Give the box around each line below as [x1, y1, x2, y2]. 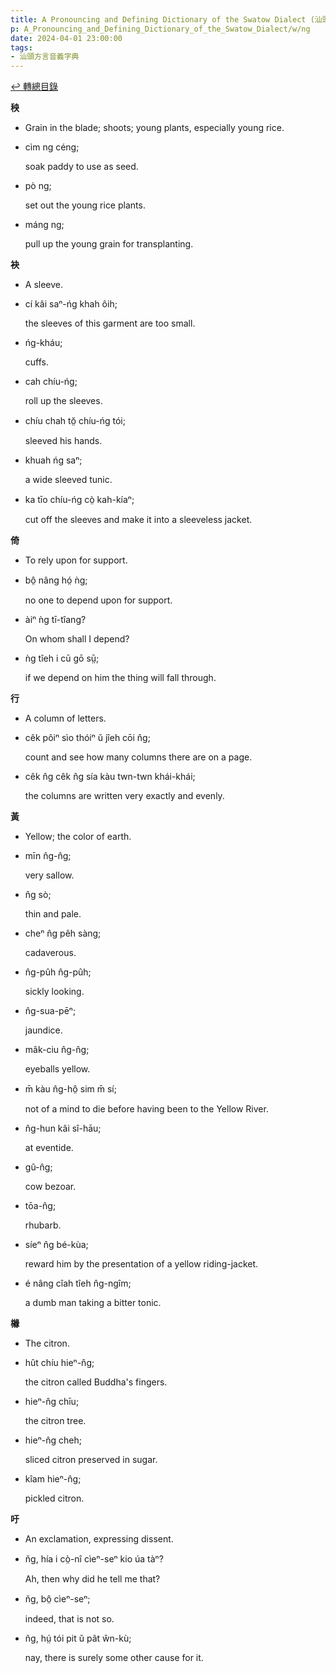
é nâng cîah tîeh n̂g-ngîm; [24, 1277, 132, 1290]
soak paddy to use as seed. [24, 161, 139, 173]
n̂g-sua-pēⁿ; [24, 1005, 77, 1017]
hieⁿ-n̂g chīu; [24, 1396, 80, 1408]
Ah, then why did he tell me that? [24, 1573, 161, 1585]
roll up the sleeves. [24, 395, 103, 407]
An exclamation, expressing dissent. [24, 1533, 174, 1545]
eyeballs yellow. [24, 1063, 91, 1075]
